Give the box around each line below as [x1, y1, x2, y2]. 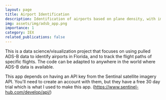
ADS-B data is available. [5, 64, 54, 69]
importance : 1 [5, 26, 35, 31]
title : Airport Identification [5, 12, 70, 17]
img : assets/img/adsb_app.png [5, 21, 68, 26]
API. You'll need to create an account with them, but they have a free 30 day [5, 78, 161, 84]
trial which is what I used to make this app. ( [5, 84, 95, 90]
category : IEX [5, 30, 35, 35]
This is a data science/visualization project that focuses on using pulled [5, 48, 151, 54]
